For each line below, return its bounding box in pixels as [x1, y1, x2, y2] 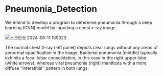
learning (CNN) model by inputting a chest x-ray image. [5, 24, 117, 30]
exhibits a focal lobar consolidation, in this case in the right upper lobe [5, 55, 147, 60]
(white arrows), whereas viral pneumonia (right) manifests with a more [5, 60, 147, 66]
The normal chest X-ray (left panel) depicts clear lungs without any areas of [5, 44, 158, 50]
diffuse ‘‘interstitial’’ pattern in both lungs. [5, 65, 89, 71]
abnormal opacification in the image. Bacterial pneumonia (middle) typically [5, 50, 158, 56]
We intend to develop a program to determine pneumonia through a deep [5, 19, 153, 25]
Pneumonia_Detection [5, 3, 97, 15]
